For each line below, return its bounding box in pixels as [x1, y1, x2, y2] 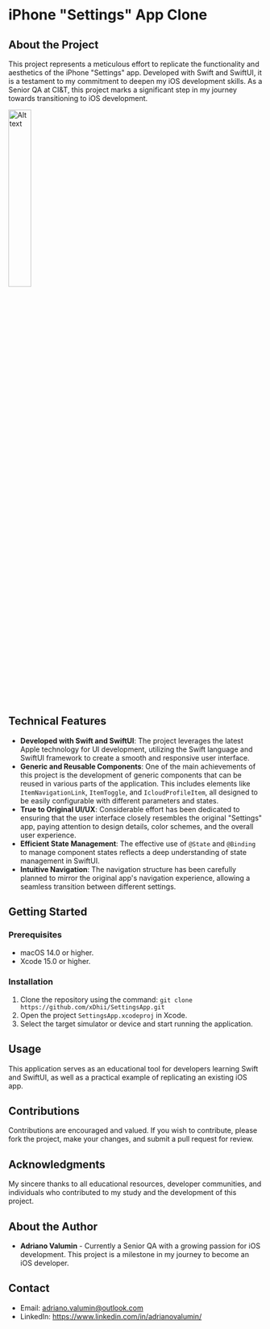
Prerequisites [8, 929, 62, 941]
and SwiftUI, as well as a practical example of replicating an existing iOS [8, 1072, 247, 1082]
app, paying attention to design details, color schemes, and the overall [19, 821, 254, 831]
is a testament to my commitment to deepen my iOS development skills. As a [8, 77, 263, 86]
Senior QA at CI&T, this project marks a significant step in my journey [8, 85, 238, 94]
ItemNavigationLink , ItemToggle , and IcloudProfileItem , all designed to [19, 787, 258, 797]
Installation [8, 976, 54, 987]
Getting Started [8, 905, 88, 919]
